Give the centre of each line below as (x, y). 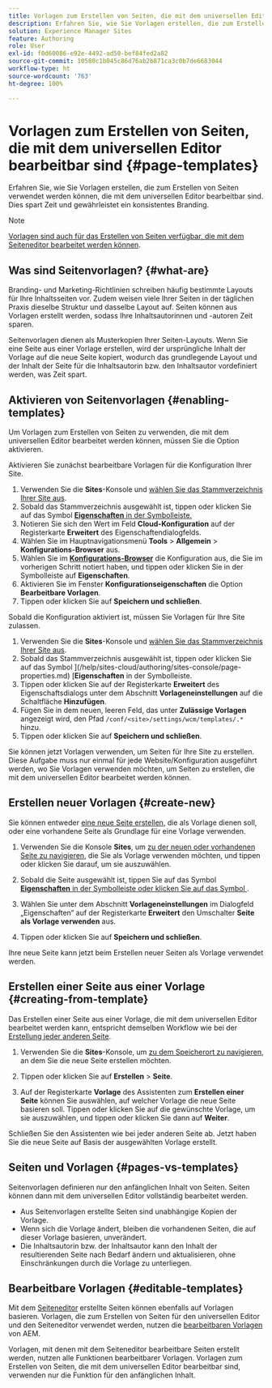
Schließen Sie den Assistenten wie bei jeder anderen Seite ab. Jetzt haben (132, 1133)
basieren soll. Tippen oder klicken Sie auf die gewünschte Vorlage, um (138, 1109)
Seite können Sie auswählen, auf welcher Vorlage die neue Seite (128, 1100)
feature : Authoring (41, 38)
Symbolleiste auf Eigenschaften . (75, 575)
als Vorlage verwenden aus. (68, 921)
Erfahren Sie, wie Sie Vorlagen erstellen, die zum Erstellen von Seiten (123, 188)
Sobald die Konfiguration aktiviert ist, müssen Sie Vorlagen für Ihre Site (127, 617)
